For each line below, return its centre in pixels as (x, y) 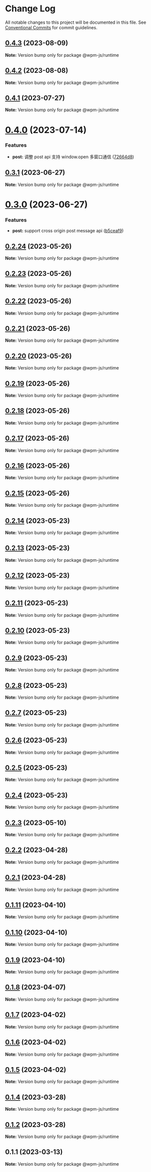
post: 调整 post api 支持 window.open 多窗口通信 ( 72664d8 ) (73, 157)
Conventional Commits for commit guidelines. (51, 27)
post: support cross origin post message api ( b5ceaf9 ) (68, 231)
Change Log (30, 9)
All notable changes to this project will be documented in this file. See (76, 22)
